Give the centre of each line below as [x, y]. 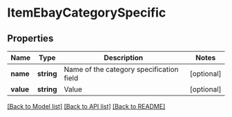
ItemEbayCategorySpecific [87, 13]
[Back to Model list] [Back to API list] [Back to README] [86, 106]
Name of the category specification [121, 69]
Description [124, 58]
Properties [30, 38]
